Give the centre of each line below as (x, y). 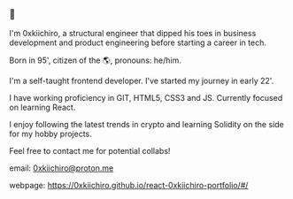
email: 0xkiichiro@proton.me (62, 168)
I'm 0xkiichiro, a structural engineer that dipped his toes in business (133, 34)
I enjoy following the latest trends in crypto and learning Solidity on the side (147, 125)
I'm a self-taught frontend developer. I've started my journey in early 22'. (142, 81)
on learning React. (42, 107)
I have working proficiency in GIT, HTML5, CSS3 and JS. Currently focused (146, 98)
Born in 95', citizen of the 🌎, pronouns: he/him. (95, 60)
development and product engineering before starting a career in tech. (138, 42)
